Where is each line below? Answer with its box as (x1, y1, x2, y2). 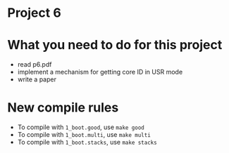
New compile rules (7, 100, 119, 116)
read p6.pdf (17, 60, 52, 69)
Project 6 (7, 5, 61, 21)
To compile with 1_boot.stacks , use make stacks (17, 138, 157, 147)
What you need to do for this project (7, 37, 223, 53)
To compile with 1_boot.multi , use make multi (17, 131, 151, 139)
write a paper (17, 75, 56, 84)
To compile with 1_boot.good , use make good (17, 123, 144, 131)
